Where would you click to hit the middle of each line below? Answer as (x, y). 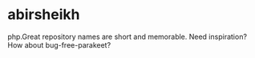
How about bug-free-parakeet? (59, 44)
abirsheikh (44, 15)
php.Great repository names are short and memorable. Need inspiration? (127, 37)
